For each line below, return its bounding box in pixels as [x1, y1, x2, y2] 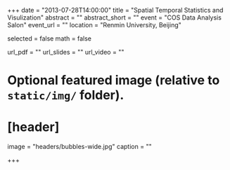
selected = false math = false [7, 34, 92, 43]
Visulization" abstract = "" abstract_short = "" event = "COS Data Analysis [7, 13, 222, 22]
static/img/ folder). [7, 87, 124, 104]
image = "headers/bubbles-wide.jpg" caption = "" [7, 143, 153, 151]
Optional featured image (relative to [7, 73, 220, 88]
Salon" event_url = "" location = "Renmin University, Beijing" [7, 21, 181, 29]
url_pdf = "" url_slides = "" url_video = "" [7, 48, 124, 56]
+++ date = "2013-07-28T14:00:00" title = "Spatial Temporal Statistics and [7, 6, 224, 14]
